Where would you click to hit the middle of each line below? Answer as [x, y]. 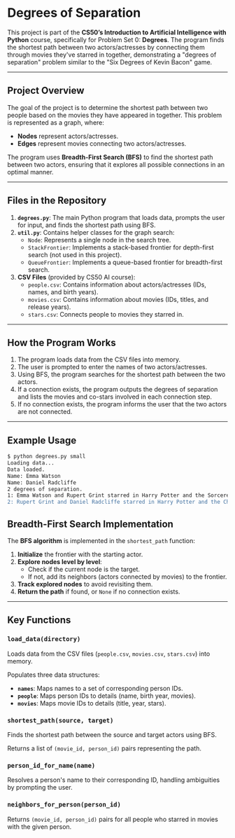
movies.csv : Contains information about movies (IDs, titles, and [118, 299]
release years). [49, 307]
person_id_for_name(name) [51, 765]
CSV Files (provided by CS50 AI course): [76, 277]
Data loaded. [26, 469]
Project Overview [46, 91]
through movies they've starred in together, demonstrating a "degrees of [112, 55]
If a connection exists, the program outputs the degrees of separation [117, 390]
